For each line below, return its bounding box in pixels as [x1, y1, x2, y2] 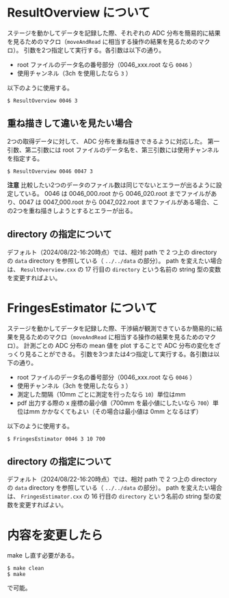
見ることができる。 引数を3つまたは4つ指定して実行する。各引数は [25, 349, 214, 358]
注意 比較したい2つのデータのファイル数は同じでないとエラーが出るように [7, 181, 217, 189]
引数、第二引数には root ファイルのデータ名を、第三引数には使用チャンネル [7, 145, 219, 153]
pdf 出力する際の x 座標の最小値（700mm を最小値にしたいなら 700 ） [16, 399, 213, 407]
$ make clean [7, 565, 44, 572]
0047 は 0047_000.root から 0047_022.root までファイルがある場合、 [18, 198, 213, 206]
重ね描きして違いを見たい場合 [7, 118, 133, 129]
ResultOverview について [7, 5, 150, 21]
